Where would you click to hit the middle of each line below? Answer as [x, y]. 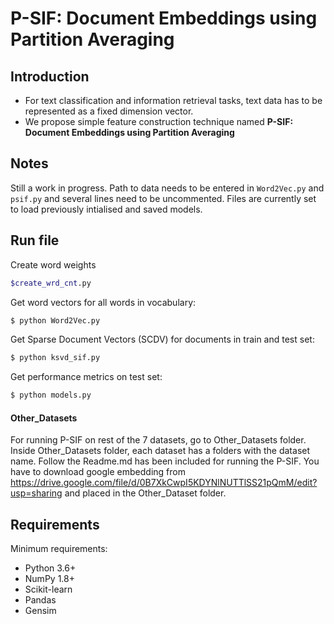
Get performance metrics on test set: [86, 377]
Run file [35, 240]
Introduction [50, 76]
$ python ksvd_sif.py [55, 358]
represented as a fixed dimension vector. [109, 111]
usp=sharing [36, 493]
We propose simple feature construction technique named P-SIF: [159, 121]
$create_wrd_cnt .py [51, 283]
